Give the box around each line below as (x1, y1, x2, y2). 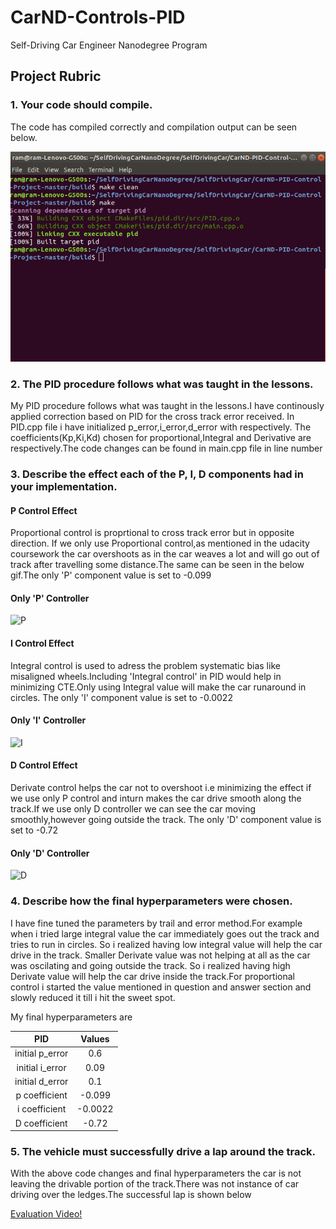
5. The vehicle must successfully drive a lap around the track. (10, 1145, 316, 1158)
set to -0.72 (10, 824, 59, 836)
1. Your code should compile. (10, 98, 153, 112)
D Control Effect (10, 759, 78, 771)
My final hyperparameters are (10, 1011, 133, 1023)
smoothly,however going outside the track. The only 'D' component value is (10, 814, 322, 826)
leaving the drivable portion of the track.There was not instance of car (10, 1178, 300, 1190)
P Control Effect (10, 504, 78, 516)
